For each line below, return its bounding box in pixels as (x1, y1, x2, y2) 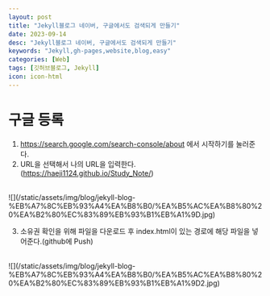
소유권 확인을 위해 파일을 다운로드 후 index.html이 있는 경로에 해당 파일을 (19, 226, 251, 236)
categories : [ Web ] (8, 56, 70, 64)
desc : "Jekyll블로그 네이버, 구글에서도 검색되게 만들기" (8, 39, 177, 47)
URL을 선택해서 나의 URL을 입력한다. (19, 159, 136, 169)
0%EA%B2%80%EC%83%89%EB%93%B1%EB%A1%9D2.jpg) (8, 278, 220, 288)
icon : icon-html (8, 73, 63, 81)
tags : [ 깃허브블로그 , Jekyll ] (8, 65, 100, 73)
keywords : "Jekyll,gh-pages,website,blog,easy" (8, 47, 172, 56)
